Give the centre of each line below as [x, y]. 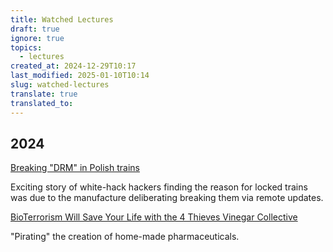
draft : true [35, 29]
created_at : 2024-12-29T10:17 [73, 66]
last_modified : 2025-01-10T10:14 [80, 76]
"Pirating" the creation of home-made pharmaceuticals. [125, 237]
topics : [26, 47]
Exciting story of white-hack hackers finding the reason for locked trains [159, 187]
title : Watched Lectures [62, 19]
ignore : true [37, 38]
